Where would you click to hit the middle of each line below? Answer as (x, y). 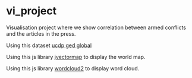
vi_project (32, 11)
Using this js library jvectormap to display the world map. (76, 57)
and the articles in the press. (41, 33)
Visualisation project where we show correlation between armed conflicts (96, 27)
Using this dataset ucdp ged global (49, 45)
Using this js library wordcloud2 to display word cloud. (73, 68)
